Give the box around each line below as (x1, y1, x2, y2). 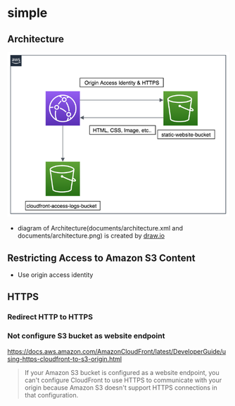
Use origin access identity (17, 270, 94, 279)
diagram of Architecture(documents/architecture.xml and (17, 224, 184, 233)
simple (7, 5, 48, 21)
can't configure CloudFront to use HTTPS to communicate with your (24, 376, 222, 384)
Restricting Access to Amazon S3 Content (7, 252, 196, 264)
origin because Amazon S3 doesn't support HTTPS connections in (24, 383, 217, 392)
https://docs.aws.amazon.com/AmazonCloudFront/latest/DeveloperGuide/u (7, 347, 227, 355)
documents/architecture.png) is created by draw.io (17, 231, 165, 240)
